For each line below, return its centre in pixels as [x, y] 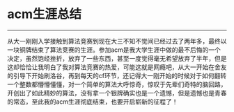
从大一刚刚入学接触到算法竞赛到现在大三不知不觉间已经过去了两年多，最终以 [117, 41]
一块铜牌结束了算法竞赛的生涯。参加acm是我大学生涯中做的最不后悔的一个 [114, 50]
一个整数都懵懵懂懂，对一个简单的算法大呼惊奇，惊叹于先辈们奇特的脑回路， [117, 84]
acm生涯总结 [45, 14]
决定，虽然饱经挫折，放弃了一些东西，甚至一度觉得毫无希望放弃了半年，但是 [117, 58]
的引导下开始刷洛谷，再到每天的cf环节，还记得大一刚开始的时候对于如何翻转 [117, 75]
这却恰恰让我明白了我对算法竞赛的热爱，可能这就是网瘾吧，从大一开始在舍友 [117, 67]
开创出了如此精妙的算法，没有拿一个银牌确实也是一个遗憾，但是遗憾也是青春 [117, 93]
